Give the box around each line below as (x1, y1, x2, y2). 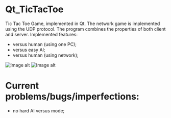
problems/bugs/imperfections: (5, 91, 139, 103)
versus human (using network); (12, 52, 79, 58)
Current (5, 80, 39, 91)
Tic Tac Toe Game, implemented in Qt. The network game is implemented (5, 20, 160, 27)
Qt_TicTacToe (5, 4, 64, 15)
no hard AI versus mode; (12, 107, 65, 113)
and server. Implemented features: (5, 31, 78, 37)
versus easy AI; (12, 46, 45, 53)
